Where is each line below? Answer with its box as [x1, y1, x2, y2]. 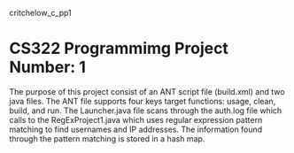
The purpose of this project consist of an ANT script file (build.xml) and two [9, 86, 285, 96]
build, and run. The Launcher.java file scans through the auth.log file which [9, 105, 282, 116]
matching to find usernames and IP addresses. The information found [9, 124, 263, 134]
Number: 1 [9, 57, 87, 78]
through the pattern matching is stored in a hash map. [9, 133, 205, 144]
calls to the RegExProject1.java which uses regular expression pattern [9, 114, 263, 125]
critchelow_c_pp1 [9, 8, 73, 18]
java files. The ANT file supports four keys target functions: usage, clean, [9, 96, 276, 106]
